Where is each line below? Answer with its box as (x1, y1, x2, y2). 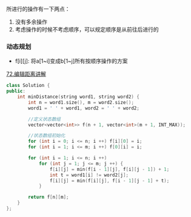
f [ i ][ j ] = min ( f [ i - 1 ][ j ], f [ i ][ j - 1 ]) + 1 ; (49, 166, 170, 172)
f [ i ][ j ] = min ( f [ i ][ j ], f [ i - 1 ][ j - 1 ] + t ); (49, 177, 170, 184)
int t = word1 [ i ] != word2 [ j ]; (49, 172, 129, 178)
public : (6, 88, 26, 94)
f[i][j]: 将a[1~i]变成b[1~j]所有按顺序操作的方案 (15, 57, 129, 65)
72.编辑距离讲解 (6, 71, 47, 78)
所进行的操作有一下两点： (6, 5, 70, 12)
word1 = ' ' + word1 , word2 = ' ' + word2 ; (28, 105, 139, 111)
